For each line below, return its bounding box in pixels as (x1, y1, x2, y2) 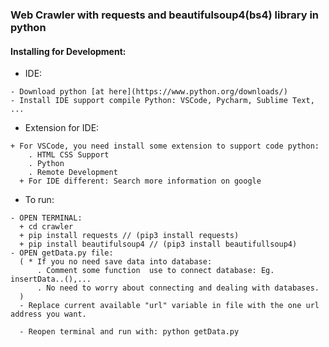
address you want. (10, 309, 87, 320)
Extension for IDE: (24, 122, 100, 134)
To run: (24, 194, 55, 206)
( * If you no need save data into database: (19, 257, 213, 267)
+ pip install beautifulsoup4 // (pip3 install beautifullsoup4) (19, 239, 298, 250)
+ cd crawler (19, 222, 74, 232)
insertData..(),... (10, 274, 92, 285)
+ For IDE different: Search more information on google (19, 176, 262, 187)
